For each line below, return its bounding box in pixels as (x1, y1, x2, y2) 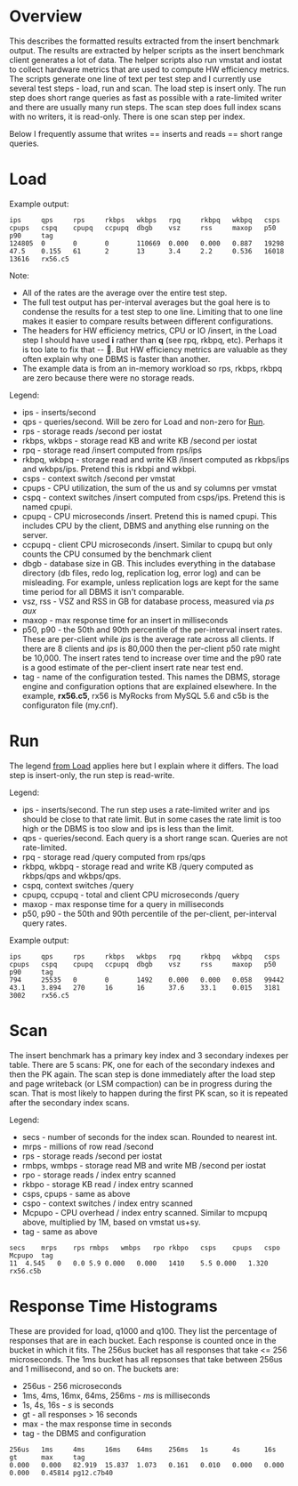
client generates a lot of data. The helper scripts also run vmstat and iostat (9, 54, 283, 65)
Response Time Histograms (9, 1296, 218, 1316)
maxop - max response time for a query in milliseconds (21, 898, 224, 909)
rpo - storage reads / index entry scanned (21, 1169, 176, 1180)
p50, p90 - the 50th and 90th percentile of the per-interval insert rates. (21, 624, 283, 635)
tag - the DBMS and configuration (21, 1427, 147, 1438)
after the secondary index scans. (9, 1096, 131, 1108)
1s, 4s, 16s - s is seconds (21, 1399, 114, 1410)
